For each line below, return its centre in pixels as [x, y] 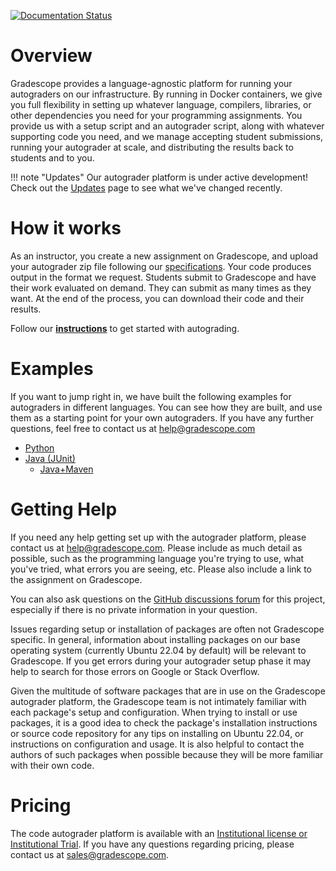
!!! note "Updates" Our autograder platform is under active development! [159, 177]
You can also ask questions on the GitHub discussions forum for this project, [168, 599]
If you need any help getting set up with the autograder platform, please [158, 537]
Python [39, 447]
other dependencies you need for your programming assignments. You [156, 115]
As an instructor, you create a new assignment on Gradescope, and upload [164, 256]
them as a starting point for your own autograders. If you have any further [162, 417]
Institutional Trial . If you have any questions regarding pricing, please [152, 844]
